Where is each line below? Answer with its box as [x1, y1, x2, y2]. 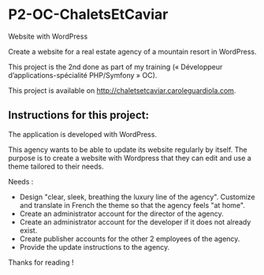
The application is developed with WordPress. [8, 129, 158, 139]
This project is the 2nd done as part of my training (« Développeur [8, 61, 223, 72]
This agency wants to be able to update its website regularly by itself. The [8, 144, 247, 154]
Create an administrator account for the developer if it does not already [19, 217, 251, 226]
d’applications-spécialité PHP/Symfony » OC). [8, 70, 158, 80]
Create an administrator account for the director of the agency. [19, 209, 224, 218]
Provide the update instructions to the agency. [19, 242, 170, 251]
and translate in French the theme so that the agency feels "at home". [19, 200, 246, 210]
